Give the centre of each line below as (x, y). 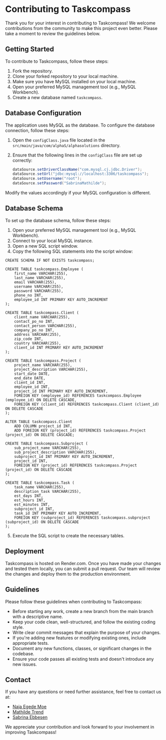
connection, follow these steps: (37, 130)
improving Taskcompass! (31, 732)
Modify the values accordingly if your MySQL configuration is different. (78, 193)
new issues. (25, 664)
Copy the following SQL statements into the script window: (73, 251)
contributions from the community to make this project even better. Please (82, 28)
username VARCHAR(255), (39, 287)
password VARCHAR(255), (39, 291)
